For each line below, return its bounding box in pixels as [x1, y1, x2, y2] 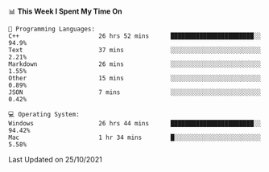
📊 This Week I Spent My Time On [8, 6, 122, 16]
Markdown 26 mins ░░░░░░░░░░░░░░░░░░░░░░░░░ [8, 60, 262, 68]
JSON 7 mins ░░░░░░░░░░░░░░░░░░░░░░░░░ [8, 88, 262, 96]
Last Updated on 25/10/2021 [8, 155, 102, 164]
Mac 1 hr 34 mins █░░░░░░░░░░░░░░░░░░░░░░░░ [8, 133, 262, 141]
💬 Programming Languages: [8, 25, 95, 33]
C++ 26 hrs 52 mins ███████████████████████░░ [8, 32, 262, 40]
